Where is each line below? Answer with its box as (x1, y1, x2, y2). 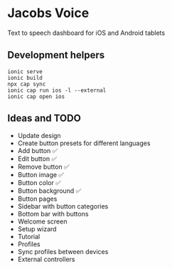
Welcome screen (17, 217, 68, 226)
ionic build (7, 74, 43, 81)
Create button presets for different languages (17, 139, 151, 147)
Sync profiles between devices (17, 247, 109, 255)
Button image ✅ (17, 170, 64, 179)
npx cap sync (7, 80, 46, 88)
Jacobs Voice (7, 5, 90, 21)
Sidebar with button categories (17, 201, 109, 211)
